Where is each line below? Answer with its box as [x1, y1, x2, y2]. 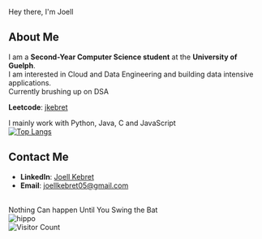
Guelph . [8, 60, 36, 70]
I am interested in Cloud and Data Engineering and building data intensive [8, 69, 254, 79]
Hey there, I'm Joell [8, 7, 74, 16]
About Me [8, 30, 59, 44]
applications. [8, 77, 51, 88]
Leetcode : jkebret [8, 102, 68, 112]
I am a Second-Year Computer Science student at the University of [8, 52, 238, 62]
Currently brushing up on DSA [8, 86, 110, 96]
